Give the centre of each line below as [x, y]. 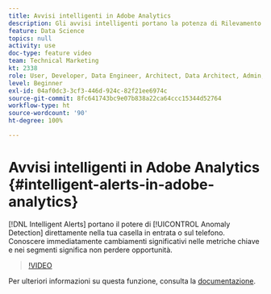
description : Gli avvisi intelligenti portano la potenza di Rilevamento [135, 23]
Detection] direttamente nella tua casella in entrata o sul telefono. [117, 232]
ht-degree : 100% [35, 121]
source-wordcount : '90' [48, 114]
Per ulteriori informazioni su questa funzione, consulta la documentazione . [132, 281]
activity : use [32, 46]
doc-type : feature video [50, 53]
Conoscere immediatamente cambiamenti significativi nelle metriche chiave [134, 241]
